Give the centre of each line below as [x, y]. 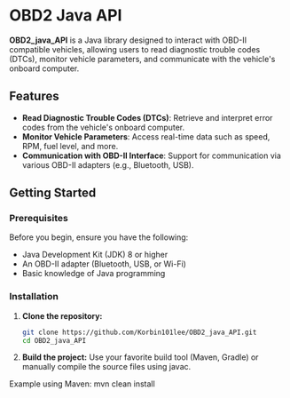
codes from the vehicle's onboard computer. [103, 127]
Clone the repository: [62, 315]
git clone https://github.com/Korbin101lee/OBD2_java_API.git [139, 332]
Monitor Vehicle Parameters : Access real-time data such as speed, [146, 136]
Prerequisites [39, 219]
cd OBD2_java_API [54, 340]
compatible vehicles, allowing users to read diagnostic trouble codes [135, 49]
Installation [34, 297]
